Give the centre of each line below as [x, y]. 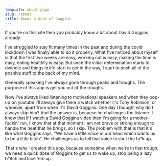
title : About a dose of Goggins [38, 19]
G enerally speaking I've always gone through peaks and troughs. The [75, 83]
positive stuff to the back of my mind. [43, 73]
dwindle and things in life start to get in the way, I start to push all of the [77, 68]
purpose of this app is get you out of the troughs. [55, 88]
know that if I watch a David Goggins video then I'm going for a [69, 118]
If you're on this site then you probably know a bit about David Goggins [77, 33]
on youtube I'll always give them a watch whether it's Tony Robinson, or [84, 103]
